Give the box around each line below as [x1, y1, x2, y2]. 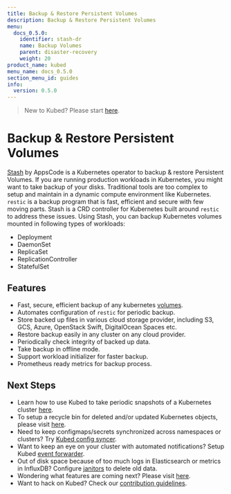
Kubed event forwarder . [17, 449, 85, 457]
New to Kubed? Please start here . [24, 107, 120, 115]
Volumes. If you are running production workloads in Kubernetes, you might [7, 176, 223, 184]
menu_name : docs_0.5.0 [7, 68, 73, 75]
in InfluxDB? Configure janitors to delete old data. [17, 464, 158, 473]
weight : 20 [19, 55, 51, 62]
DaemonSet [17, 240, 51, 249]
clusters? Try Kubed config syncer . [17, 434, 118, 443]
